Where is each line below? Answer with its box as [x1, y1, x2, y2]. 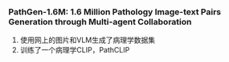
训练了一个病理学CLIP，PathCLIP [19, 45, 130, 55]
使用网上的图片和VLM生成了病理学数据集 [19, 35, 156, 45]
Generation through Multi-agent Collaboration [8, 16, 192, 27]
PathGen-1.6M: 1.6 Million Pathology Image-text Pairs [8, 6, 222, 17]
